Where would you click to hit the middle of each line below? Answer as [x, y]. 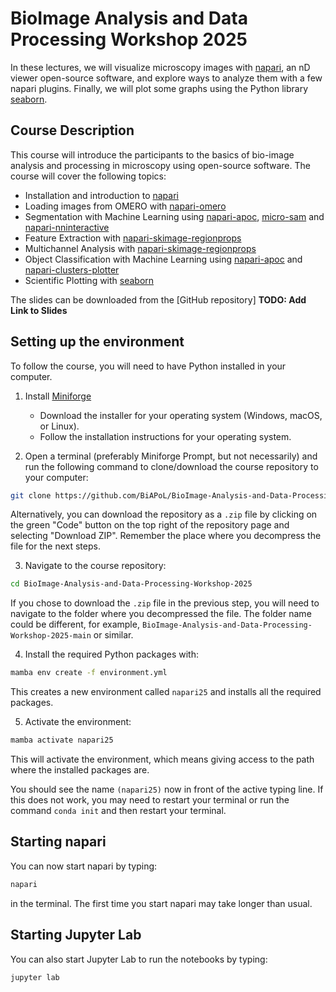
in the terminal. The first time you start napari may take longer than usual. [161, 903]
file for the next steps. [55, 546]
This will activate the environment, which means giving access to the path [162, 759]
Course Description [72, 130]
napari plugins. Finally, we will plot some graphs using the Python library [159, 88]
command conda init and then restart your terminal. [118, 811]
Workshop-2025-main [51, 636]
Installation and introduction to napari [101, 195]
